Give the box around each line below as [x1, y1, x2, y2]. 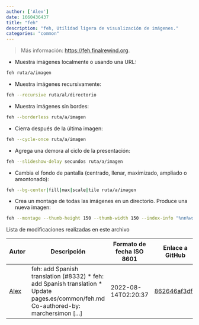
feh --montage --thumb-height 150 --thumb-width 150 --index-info [6, 215, 174, 221]
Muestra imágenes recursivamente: [14, 81, 102, 88]
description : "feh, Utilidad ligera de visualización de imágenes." [6, 25, 179, 31]
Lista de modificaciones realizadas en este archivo [6, 226, 130, 233]
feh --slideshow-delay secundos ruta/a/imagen [6, 158, 123, 165]
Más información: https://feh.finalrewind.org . [20, 47, 130, 54]
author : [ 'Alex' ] [6, 8, 49, 15]
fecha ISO [115, 247, 144, 256]
